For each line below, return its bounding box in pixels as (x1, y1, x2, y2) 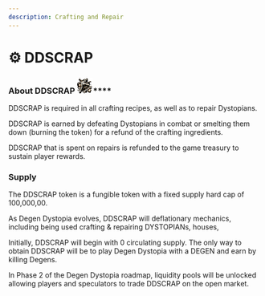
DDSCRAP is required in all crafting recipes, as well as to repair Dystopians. (8, 103, 258, 113)
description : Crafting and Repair (8, 13, 124, 21)
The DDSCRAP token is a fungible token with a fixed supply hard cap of (8, 189, 245, 200)
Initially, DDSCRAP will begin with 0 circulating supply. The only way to (8, 237, 243, 248)
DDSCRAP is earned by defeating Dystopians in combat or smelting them (8, 119, 251, 128)
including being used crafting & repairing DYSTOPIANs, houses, (8, 222, 219, 232)
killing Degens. (8, 255, 58, 265)
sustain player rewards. (8, 152, 86, 161)
